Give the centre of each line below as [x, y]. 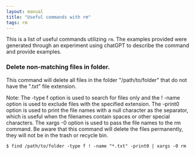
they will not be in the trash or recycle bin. [57, 135]
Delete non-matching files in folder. [58, 67]
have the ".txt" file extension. [41, 86]
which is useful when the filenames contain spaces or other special [88, 116]
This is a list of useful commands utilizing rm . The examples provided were [97, 39]
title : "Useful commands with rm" [49, 17]
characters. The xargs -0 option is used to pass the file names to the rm [94, 123]
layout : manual [25, 11]
